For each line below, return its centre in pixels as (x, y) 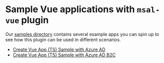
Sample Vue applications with (70, 9)
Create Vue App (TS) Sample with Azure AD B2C (64, 55)
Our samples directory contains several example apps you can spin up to (82, 34)
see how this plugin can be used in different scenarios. (63, 40)
